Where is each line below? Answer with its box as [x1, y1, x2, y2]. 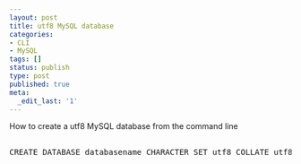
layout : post [9, 13, 58, 22]
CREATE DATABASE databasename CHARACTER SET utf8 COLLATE [9, 147, 270, 158]
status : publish [9, 64, 70, 73]
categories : [9, 30, 54, 39]
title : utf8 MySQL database [9, 22, 115, 30]
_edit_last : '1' [17, 96, 78, 106]
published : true [9, 80, 70, 89]
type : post [9, 72, 50, 81]
